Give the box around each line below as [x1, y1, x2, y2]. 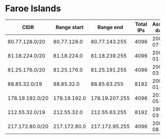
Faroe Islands [5, 3, 61, 14]
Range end [97, 24, 124, 30]
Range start [55, 24, 84, 30]
